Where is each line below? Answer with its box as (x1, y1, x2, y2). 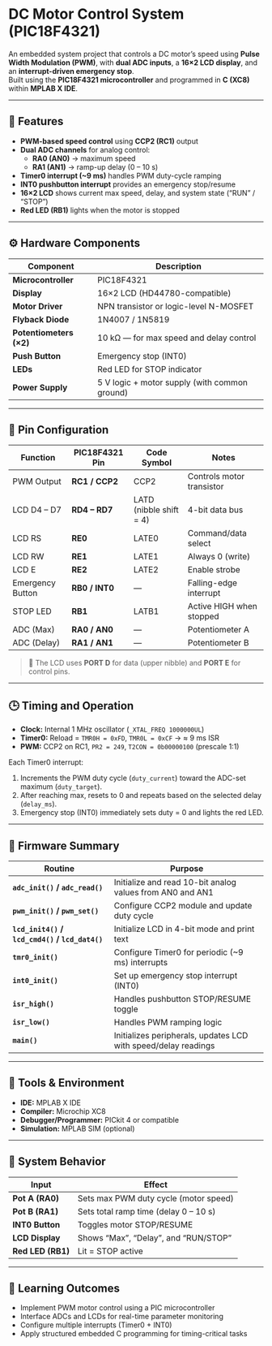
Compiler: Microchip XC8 (19, 1106, 107, 1116)
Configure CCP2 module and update (113, 900, 253, 911)
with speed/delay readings (113, 1040, 215, 1051)
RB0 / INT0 (71, 582, 115, 593)
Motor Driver (12, 300, 63, 312)
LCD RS (12, 533, 42, 544)
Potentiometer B (187, 637, 249, 649)
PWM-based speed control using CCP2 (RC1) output (19, 136, 198, 146)
